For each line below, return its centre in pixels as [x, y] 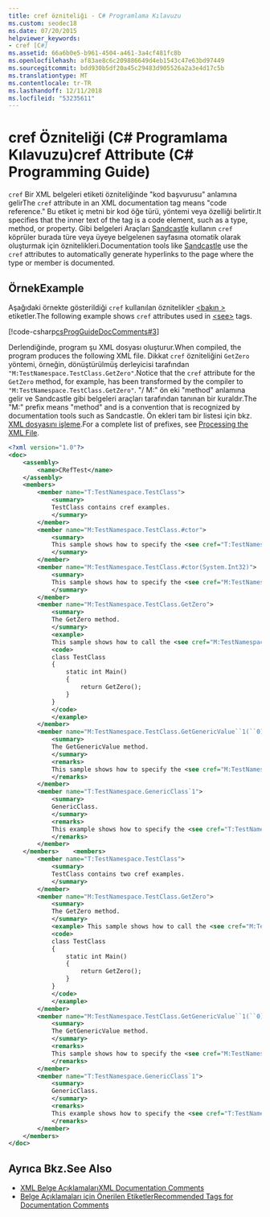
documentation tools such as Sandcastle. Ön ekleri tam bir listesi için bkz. [130, 416]
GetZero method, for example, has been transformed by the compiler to [126, 382]
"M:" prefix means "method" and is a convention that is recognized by [125, 407]
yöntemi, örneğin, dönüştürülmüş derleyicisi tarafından [99, 364]
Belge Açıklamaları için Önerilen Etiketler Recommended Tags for [127, 1197]
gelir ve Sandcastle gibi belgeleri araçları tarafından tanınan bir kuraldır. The [133, 398]
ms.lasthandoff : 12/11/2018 [55, 91]
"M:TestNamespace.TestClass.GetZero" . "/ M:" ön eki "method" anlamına [127, 390]
